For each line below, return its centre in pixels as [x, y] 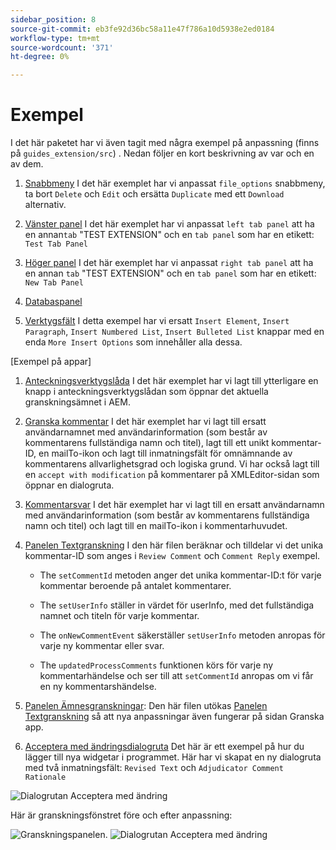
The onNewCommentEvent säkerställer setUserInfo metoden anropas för [182, 635]
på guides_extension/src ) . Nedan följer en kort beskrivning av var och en [162, 153]
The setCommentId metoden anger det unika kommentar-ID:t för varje [180, 575]
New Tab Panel [54, 283]
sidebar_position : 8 [53, 19]
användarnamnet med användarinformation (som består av [146, 432]
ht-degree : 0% [40, 57]
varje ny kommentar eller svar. [102, 646]
